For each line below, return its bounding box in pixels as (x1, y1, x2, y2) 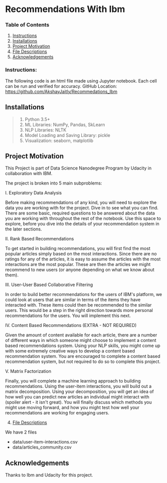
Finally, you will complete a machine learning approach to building (5, 378, 141, 384)
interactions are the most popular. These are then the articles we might (5, 261, 151, 267)
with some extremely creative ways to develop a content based (5, 348, 136, 354)
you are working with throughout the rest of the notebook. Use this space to (5, 215, 161, 221)
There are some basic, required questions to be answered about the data (5, 210, 156, 216)
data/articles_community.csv (12, 444, 72, 450)
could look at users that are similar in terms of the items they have (5, 296, 141, 303)
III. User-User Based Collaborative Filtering (5, 281, 93, 288)
